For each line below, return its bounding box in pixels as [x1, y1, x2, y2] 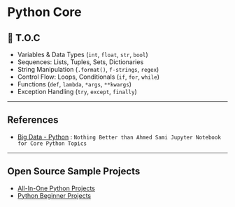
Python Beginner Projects [17, 191, 92, 199]
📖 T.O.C [7, 32, 41, 44]
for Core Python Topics [17, 140, 87, 147]
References [7, 114, 59, 126]
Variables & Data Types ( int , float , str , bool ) [17, 50, 148, 59]
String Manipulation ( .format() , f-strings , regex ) [17, 66, 159, 73]
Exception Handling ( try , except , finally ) [17, 88, 138, 95]
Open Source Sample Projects [7, 165, 141, 178]
